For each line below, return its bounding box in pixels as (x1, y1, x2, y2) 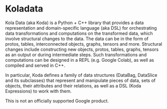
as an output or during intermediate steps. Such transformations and (5, 51, 147, 58)
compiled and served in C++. (5, 62, 66, 68)
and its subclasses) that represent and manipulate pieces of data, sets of (5, 77, 156, 83)
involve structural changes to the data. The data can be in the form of (5, 36, 149, 42)
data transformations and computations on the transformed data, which (5, 30, 153, 36)
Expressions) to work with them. (5, 88, 72, 94)
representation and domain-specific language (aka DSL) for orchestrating (5, 25, 157, 31)
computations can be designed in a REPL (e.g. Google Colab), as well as (5, 57, 154, 63)
